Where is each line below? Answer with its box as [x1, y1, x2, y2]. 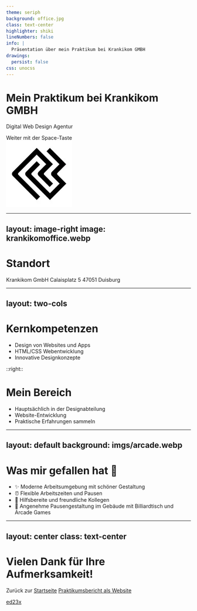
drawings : [6, 53, 30, 59]
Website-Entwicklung [14, 411, 66, 419]
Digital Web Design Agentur [6, 123, 73, 130]
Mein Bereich [6, 386, 72, 399]
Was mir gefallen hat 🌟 [6, 464, 118, 477]
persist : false [11, 59, 49, 65]
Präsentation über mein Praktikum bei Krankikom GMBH [11, 47, 145, 53]
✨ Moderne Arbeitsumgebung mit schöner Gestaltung [14, 483, 145, 490]
